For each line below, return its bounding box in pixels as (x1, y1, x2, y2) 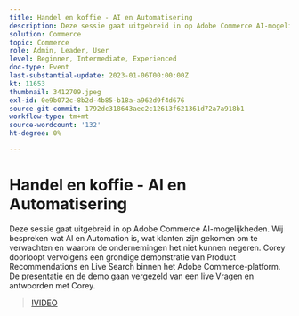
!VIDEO (30, 297, 58, 308)
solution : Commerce (9, 29, 82, 38)
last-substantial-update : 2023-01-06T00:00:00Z (9, 71, 190, 80)
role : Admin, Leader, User (9, 46, 109, 55)
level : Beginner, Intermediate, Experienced (9, 54, 177, 63)
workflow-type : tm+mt (9, 112, 90, 121)
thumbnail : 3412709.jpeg (9, 87, 101, 96)
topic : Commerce (9, 37, 69, 47)
